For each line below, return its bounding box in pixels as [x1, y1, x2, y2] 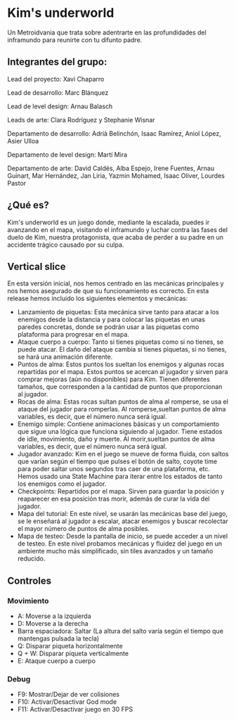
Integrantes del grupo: [7, 56, 107, 68]
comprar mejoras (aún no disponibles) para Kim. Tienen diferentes [17, 375, 211, 384]
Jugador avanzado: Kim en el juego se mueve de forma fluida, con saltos [17, 450, 229, 458]
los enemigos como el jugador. [17, 480, 107, 488]
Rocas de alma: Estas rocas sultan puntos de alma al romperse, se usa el [17, 397, 228, 406]
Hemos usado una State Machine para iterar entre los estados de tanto [17, 472, 223, 481]
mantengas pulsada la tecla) [17, 634, 100, 643]
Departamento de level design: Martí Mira [7, 150, 128, 159]
